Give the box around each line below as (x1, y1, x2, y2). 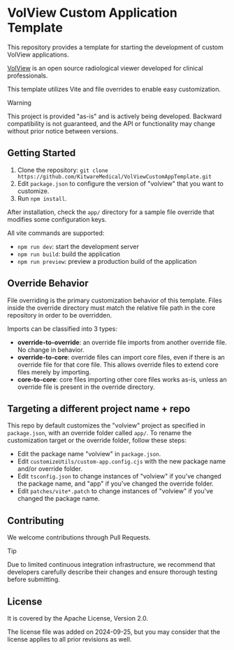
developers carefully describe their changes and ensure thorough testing (7, 568, 218, 577)
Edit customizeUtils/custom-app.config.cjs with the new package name (17, 457, 226, 466)
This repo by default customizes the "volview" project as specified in (7, 421, 206, 430)
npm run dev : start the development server (17, 242, 140, 250)
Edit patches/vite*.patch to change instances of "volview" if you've (17, 487, 214, 495)
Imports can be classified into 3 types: (7, 324, 117, 333)
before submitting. (7, 575, 61, 584)
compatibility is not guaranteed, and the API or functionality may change (7, 119, 215, 127)
